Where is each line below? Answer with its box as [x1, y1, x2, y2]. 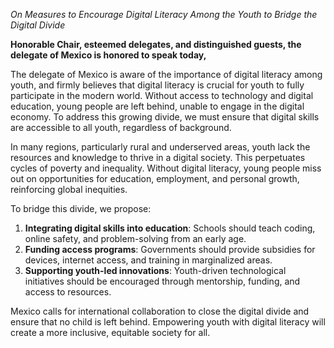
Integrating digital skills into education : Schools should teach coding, [24, 222, 316, 234]
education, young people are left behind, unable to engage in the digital [10, 100, 305, 112]
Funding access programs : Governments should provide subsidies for [24, 244, 316, 255]
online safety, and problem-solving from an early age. [24, 233, 247, 244]
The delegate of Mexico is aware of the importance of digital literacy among [10, 69, 323, 80]
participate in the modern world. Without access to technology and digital [10, 90, 314, 101]
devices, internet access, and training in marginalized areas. [24, 254, 273, 266]
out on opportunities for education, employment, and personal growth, [10, 173, 300, 184]
